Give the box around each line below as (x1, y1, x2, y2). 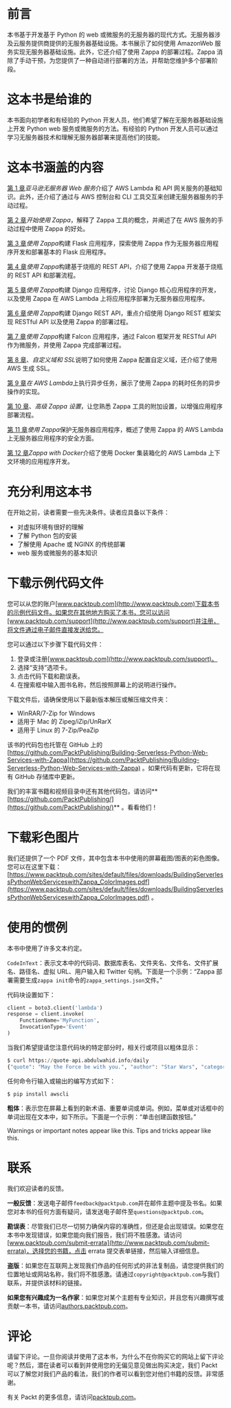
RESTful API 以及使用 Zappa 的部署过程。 (14, 317, 133, 326)
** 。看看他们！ (113, 803, 158, 811)
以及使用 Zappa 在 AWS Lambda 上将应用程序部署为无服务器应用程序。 (7, 294, 209, 302)
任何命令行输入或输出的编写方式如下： (7, 1077, 115, 1085)
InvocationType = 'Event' (19, 1024, 88, 1031)
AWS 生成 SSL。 (7, 364, 54, 373)
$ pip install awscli (7, 1091, 69, 1098)
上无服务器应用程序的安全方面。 (7, 434, 98, 442)
